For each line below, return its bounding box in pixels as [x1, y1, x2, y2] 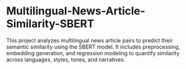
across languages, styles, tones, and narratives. [6, 56, 126, 63]
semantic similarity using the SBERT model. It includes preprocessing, [6, 43, 180, 50]
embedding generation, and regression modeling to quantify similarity [6, 49, 180, 56]
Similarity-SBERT [6, 17, 95, 31]
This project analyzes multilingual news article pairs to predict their [6, 37, 173, 44]
